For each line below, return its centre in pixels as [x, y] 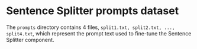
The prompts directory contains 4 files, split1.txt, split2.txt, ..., [91, 27]
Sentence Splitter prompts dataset [93, 11]
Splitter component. [30, 40]
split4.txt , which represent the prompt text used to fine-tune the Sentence [99, 33]
